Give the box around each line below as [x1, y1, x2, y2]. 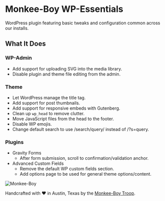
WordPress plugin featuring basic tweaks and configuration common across [5, 20, 161, 26]
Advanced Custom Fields [12, 160, 64, 167]
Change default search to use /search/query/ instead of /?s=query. [12, 126, 150, 132]
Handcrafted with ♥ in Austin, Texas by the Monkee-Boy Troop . [5, 190, 136, 197]
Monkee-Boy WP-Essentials [5, 3, 123, 15]
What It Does [5, 40, 46, 48]
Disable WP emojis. [12, 121, 52, 127]
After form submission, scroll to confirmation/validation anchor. [19, 155, 149, 161]
